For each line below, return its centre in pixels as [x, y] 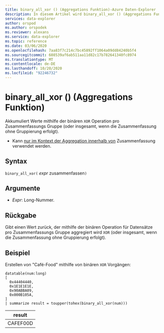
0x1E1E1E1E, [22, 286]
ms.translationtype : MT [29, 59]
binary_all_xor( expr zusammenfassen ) [46, 173]
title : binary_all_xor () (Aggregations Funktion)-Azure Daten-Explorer [81, 10]
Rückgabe [21, 215]
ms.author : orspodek [26, 28]
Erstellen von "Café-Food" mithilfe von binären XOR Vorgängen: [68, 265]
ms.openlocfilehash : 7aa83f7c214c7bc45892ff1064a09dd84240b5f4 [71, 50]
